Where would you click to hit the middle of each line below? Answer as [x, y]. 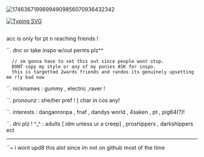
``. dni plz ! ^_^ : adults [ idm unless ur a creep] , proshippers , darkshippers [100, 124]
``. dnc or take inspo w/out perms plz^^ [55, 50]
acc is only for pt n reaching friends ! [53, 39]
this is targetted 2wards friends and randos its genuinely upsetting [103, 72]
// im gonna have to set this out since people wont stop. [88, 62]
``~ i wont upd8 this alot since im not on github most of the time [86, 148]
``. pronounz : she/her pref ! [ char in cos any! [63, 101]
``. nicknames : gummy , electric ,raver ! [56, 89]
